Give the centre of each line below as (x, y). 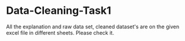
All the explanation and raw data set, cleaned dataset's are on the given (93, 27)
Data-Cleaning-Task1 (59, 11)
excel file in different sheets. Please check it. (60, 32)
